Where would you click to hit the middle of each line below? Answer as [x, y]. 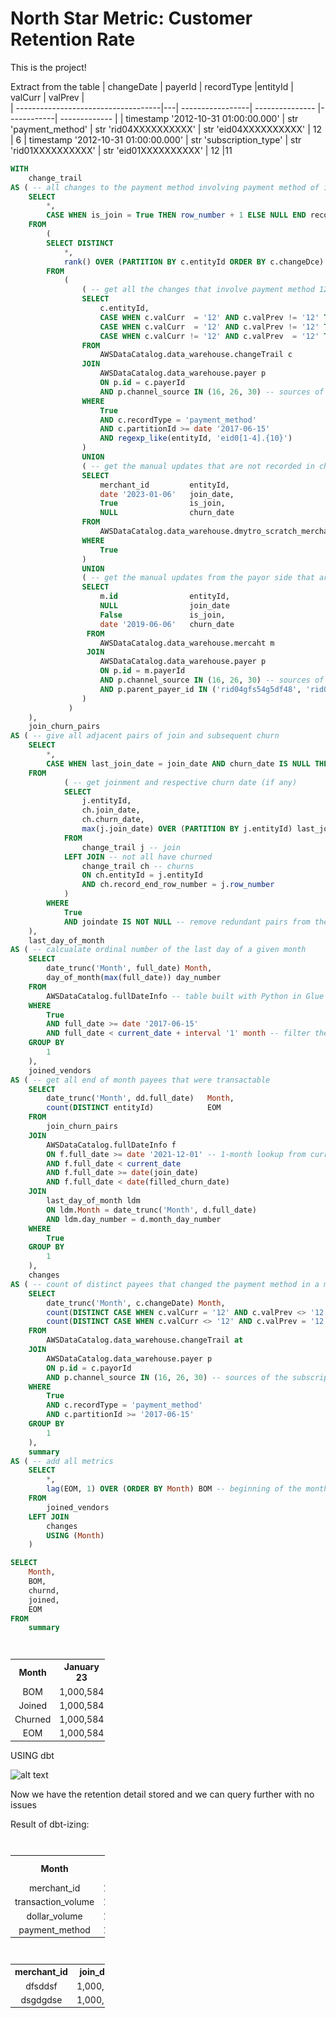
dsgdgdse [41, 1999]
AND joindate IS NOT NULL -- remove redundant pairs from [187, 922]
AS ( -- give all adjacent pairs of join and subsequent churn [145, 736]
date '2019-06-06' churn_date [167, 624]
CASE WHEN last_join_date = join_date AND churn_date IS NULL [178, 763]
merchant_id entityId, [164, 485]
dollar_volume [54, 1916]
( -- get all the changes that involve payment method [198, 290]
